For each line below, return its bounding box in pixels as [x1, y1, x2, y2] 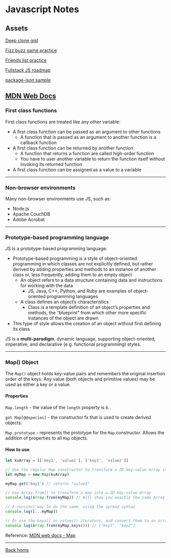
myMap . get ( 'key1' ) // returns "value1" [5, 481, 90, 486]
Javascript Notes [5, 4, 79, 15]
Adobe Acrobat [12, 216, 45, 223]
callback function [20, 139, 57, 145]
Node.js [12, 205, 30, 211]
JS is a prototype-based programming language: [5, 246, 108, 252]
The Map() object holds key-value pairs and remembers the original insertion [5, 370, 165, 376]
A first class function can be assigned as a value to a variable [12, 166, 141, 173]
